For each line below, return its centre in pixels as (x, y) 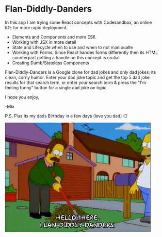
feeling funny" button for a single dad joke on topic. (57, 87)
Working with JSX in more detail (44, 42)
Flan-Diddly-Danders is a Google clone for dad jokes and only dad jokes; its (81, 72)
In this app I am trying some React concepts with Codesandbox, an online (79, 22)
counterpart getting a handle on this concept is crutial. (66, 57)
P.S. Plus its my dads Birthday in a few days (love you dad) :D (66, 116)
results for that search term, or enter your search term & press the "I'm (76, 82)
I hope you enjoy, (22, 97)
